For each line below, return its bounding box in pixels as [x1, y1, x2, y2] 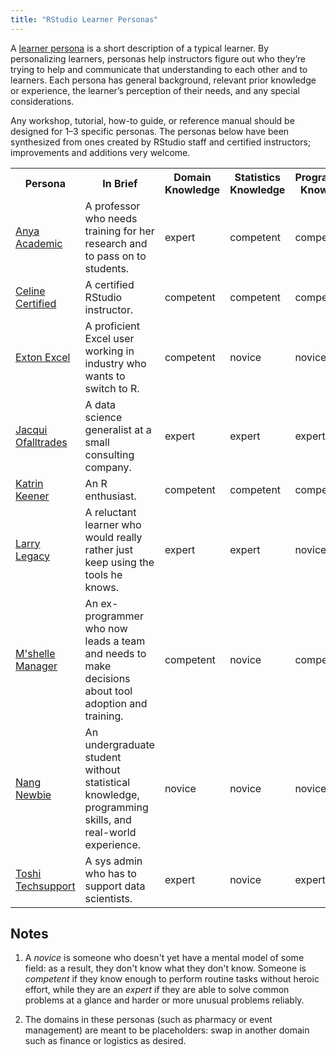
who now [84, 621, 128, 635]
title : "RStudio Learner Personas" [10, 14, 159, 25]
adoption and [84, 696, 148, 710]
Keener [15, 489, 50, 503]
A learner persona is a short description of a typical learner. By [10, 42, 269, 54]
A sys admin [84, 854, 143, 868]
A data [84, 397, 117, 411]
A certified [84, 277, 135, 291]
